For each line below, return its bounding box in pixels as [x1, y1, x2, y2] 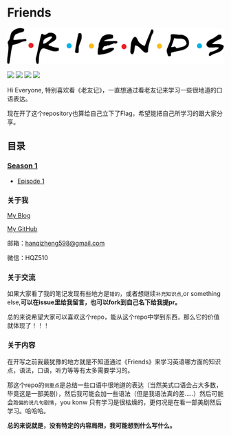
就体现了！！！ [7, 321, 49, 330]
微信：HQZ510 [7, 254, 48, 262]
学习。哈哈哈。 [7, 406, 49, 415]
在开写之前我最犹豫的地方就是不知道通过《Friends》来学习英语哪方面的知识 [7, 357, 221, 366]
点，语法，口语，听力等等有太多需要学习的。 [7, 366, 134, 374]
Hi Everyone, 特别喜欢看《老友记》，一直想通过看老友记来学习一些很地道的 [7, 86, 217, 95]
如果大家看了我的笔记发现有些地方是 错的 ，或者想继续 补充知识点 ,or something [7, 290, 221, 298]
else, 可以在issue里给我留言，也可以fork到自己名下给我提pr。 [7, 298, 181, 306]
